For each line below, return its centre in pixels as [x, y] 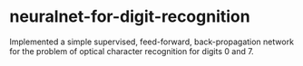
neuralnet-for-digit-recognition [130, 17]
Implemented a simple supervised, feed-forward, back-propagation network [152, 42]
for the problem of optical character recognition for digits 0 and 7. [132, 51]
